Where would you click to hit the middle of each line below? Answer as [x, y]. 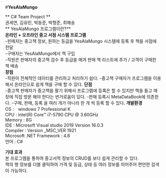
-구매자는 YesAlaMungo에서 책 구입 [40, 53]
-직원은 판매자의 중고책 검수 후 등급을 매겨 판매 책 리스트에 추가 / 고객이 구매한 [81, 60]
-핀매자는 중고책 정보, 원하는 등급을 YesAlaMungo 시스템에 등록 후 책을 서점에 [81, 41]
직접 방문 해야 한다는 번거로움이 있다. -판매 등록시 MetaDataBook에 [80, 97]
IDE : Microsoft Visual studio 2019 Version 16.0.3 [54, 125]
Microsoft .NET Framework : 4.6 [38, 136]
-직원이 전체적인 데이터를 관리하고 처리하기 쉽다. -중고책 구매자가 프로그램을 [79, 78]
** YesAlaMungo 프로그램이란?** [38, 29]
